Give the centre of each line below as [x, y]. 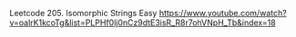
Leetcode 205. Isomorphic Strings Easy [83, 13]
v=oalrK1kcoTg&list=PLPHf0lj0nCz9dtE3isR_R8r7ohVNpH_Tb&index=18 [143, 23]
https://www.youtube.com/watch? [223, 13]
